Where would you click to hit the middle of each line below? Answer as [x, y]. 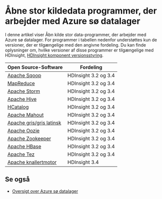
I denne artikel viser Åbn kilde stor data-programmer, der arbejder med [76, 34]
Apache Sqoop [24, 75]
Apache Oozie [23, 131]
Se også [17, 179]
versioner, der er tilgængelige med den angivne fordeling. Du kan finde [76, 45]
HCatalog [18, 107]
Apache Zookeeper [29, 138]
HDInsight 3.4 [83, 162]
